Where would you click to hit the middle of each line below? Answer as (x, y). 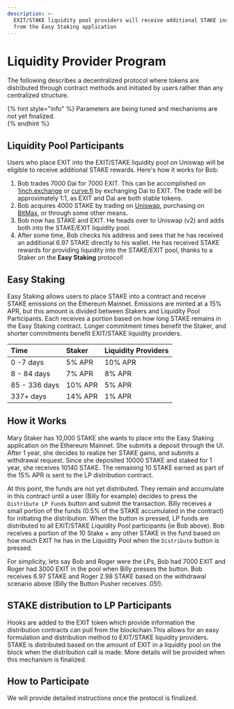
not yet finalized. (31, 117)
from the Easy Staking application (65, 27)
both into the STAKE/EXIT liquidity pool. (74, 228)
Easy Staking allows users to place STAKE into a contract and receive (107, 296)
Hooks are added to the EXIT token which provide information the (101, 622)
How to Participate (48, 681)
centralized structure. (38, 96)
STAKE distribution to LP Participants (89, 605)
